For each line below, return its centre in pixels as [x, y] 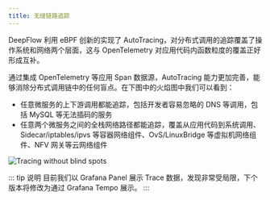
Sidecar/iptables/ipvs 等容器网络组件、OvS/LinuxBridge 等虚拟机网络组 [138, 135]
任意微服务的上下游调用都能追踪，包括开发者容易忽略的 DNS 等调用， [135, 104]
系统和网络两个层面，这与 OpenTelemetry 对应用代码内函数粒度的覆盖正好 [138, 50]
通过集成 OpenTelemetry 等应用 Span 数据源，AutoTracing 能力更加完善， [131, 77]
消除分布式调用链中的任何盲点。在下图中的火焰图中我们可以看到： [125, 87]
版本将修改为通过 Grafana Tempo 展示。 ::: [79, 187]
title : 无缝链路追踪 [39, 16]
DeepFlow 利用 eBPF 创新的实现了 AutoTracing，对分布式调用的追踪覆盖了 [132, 40]
